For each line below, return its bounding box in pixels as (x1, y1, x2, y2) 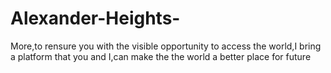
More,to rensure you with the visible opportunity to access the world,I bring (10, 40, 322, 52)
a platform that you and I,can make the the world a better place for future (10, 50, 312, 62)
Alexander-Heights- (10, 7, 181, 30)
